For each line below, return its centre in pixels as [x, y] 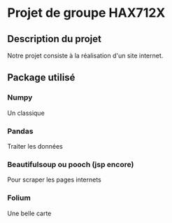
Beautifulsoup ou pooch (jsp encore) [71, 164]
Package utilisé [41, 77]
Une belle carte [29, 213]
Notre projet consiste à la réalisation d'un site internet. [85, 55]
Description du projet [55, 39]
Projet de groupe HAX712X [86, 13]
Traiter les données [35, 146]
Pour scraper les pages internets [54, 180]
